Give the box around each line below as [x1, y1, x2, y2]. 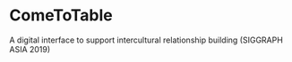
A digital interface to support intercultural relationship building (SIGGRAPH [9, 35, 284, 45]
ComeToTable [9, 5, 114, 26]
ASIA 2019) [9, 43, 51, 54]
